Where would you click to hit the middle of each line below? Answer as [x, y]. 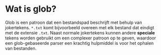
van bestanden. [21, 48]
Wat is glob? [31, 9]
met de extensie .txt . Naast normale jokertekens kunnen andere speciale [80, 33]
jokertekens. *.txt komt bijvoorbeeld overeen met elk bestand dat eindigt [80, 27]
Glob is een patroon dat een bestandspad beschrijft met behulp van [74, 22]
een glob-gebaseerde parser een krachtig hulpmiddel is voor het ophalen [80, 43]
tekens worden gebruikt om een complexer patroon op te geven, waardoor [81, 38]
